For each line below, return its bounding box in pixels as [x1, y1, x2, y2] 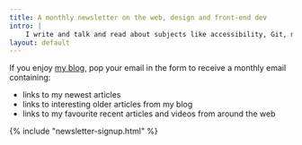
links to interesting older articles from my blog [22, 99, 193, 110]
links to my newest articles [22, 90, 121, 100]
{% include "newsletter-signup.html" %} [9, 126, 159, 137]
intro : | [9, 21, 42, 30]
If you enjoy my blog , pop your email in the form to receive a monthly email [9, 63, 287, 73]
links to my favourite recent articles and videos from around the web [22, 108, 276, 119]
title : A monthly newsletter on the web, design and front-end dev [9, 13, 268, 22]
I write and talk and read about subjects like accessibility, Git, [25, 30, 288, 38]
